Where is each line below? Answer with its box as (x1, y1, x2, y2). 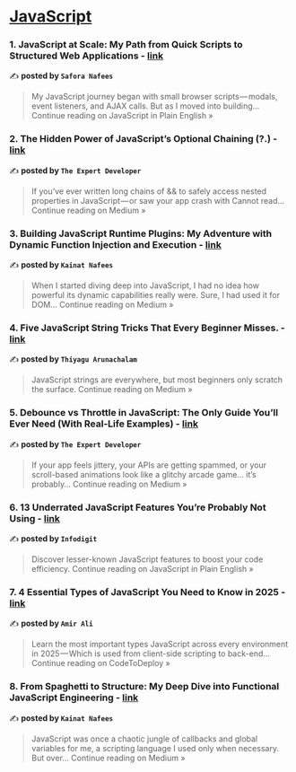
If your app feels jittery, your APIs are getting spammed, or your (30, 460, 267, 470)
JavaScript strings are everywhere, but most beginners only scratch (30, 374, 283, 385)
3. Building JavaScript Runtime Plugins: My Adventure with (9, 227, 272, 240)
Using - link (9, 512, 61, 524)
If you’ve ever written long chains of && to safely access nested (30, 186, 267, 197)
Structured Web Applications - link (9, 49, 164, 62)
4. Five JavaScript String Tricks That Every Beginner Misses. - (9, 321, 285, 334)
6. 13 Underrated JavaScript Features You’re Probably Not (9, 501, 266, 513)
